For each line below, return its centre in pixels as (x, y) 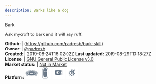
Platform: (15, 77)
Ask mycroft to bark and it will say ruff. (44, 34)
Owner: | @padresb (25, 49)
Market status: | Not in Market (36, 64)
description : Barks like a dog (37, 10)
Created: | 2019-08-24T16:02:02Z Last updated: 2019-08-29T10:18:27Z (78, 54)
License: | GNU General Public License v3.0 (49, 59)
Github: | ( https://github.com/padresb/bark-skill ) (54, 43)
